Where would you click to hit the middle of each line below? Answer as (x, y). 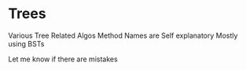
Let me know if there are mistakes (63, 59)
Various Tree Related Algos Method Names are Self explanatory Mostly (123, 35)
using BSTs (26, 43)
